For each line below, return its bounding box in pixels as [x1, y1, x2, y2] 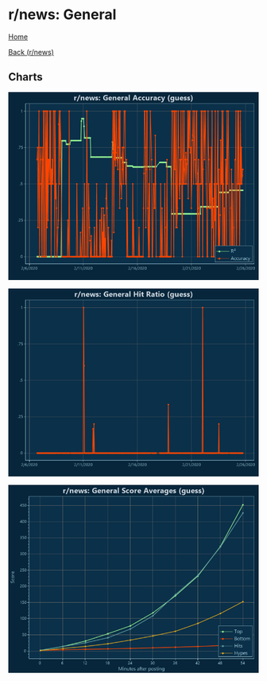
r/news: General [8, 6, 117, 24]
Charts [8, 70, 44, 84]
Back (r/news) [8, 47, 54, 56]
